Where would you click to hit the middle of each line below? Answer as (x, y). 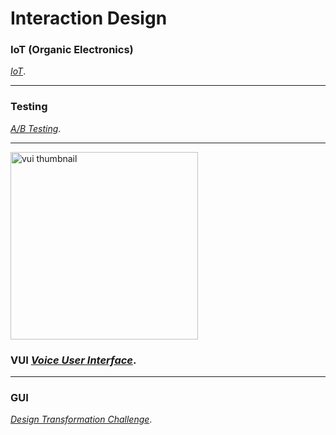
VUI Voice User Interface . (73, 360)
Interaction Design (89, 18)
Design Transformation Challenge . (81, 419)
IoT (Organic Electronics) (72, 50)
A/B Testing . (36, 128)
